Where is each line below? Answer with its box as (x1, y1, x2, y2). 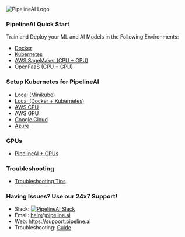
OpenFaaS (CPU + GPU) (14, 63, 73, 70)
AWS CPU (14, 103, 39, 110)
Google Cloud (14, 116, 48, 123)
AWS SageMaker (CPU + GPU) (14, 57, 89, 64)
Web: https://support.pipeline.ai (14, 218, 91, 225)
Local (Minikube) (14, 91, 55, 98)
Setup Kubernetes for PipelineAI (6, 78, 99, 86)
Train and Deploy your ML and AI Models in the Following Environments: (6, 33, 179, 40)
